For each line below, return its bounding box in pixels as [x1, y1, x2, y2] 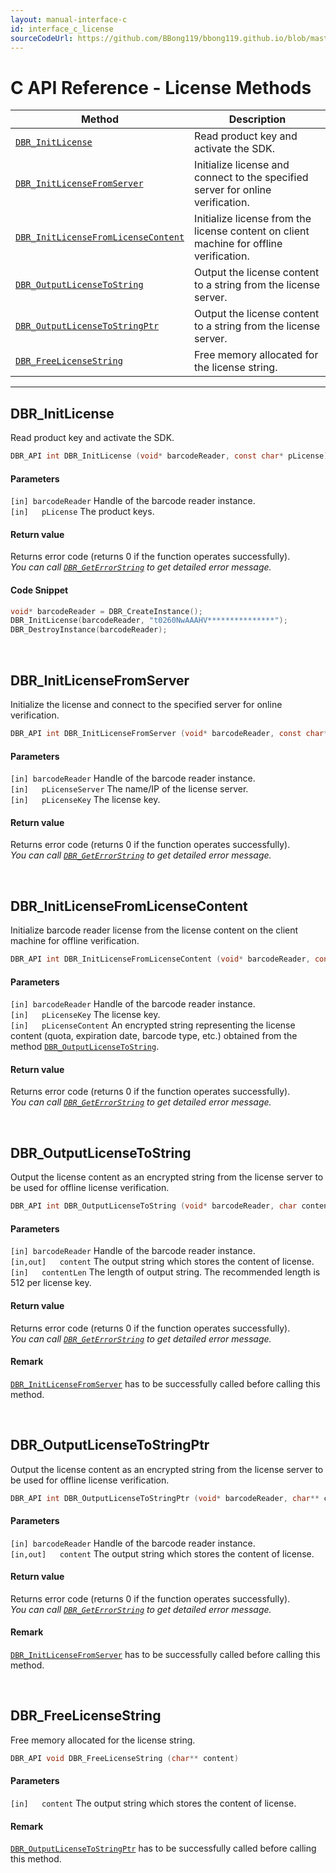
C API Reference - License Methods [10, 76, 312, 99]
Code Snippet [10, 584, 69, 596]
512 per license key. [10, 1277, 92, 1289]
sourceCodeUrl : [10, 33, 74, 43]
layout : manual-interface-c [10, 14, 128, 25]
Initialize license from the [194, 212, 312, 226]
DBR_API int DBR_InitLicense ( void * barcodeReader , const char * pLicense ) [10, 451, 329, 461]
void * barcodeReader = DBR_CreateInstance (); [10, 606, 203, 616]
